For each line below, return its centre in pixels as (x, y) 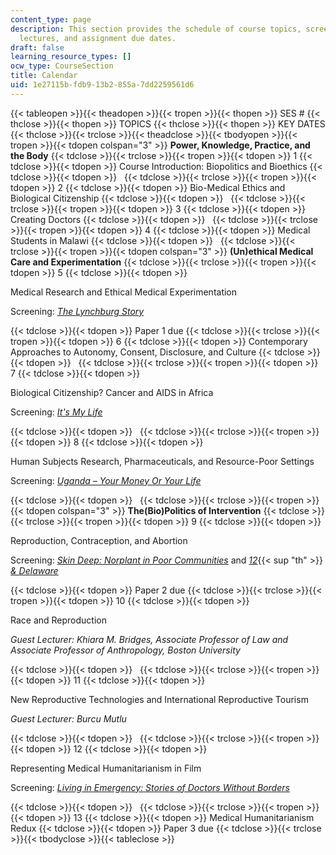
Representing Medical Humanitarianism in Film (106, 768)
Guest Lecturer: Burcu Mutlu (68, 718)
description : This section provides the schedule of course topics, (156, 29)
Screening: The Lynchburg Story (77, 311)
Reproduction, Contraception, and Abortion (99, 540)
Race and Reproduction (58, 620)
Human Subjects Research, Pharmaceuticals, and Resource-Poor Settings (162, 461)
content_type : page (51, 19)
